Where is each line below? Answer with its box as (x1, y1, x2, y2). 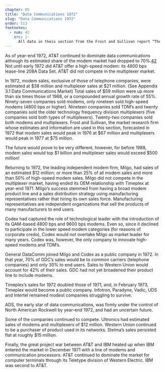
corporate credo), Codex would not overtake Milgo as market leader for (5, 231, 150, 237)
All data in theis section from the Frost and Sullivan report (18, 39, 151, 44)
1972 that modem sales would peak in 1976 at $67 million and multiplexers (5, 130, 155, 135)
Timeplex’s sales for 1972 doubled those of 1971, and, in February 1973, (5, 282, 149, 288)
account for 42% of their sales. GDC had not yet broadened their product (5, 267, 153, 273)
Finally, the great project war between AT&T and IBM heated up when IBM (5, 342, 155, 347)
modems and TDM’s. (19, 241, 61, 248)
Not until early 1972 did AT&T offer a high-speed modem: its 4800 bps (5, 63, 147, 69)
